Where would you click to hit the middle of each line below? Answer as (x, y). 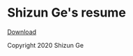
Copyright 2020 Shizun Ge (46, 45)
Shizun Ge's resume (67, 13)
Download (22, 32)
